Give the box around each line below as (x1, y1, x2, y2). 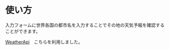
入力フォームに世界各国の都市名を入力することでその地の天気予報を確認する (5, 22, 165, 28)
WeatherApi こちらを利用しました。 (5, 38, 83, 45)
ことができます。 (5, 28, 40, 34)
